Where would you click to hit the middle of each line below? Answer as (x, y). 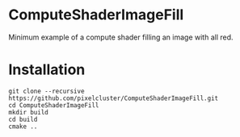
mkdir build (28, 112)
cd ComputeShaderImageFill (54, 105)
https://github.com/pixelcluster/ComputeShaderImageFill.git (114, 98)
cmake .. (23, 127)
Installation (47, 70)
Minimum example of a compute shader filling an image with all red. (121, 37)
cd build (23, 119)
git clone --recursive (46, 91)
